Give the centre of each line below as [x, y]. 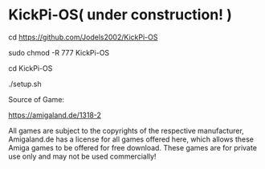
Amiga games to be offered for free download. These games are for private [132, 147]
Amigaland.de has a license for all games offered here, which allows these [131, 139]
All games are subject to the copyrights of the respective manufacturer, [126, 130]
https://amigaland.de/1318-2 [55, 115]
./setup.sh [25, 84]
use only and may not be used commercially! [82, 156]
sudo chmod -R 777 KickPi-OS [59, 52]
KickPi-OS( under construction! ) [120, 15]
